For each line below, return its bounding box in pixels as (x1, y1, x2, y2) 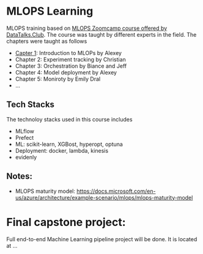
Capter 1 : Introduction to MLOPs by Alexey (15, 49, 122, 56)
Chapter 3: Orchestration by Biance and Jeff (15, 62, 127, 70)
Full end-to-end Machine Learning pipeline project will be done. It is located (6, 235, 197, 242)
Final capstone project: (6, 215, 127, 229)
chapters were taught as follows (6, 37, 87, 45)
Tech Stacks (6, 100, 55, 110)
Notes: (6, 171, 32, 181)
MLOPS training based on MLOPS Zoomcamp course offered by (6, 24, 168, 32)
